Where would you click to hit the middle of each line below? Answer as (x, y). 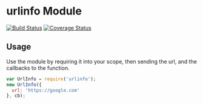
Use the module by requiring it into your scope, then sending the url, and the (101, 61)
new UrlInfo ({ (24, 85)
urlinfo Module (44, 11)
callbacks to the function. (38, 68)
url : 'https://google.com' (46, 90)
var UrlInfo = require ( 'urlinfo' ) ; (51, 79)
